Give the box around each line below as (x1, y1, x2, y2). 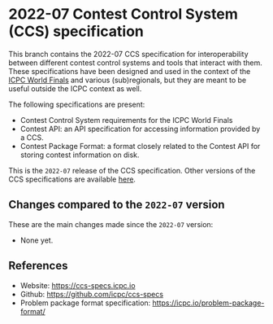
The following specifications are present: (8, 99, 145, 109)
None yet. (19, 235, 54, 245)
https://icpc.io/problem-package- (152, 298, 265, 308)
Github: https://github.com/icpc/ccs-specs (19, 289, 164, 299)
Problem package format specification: (19, 298, 151, 308)
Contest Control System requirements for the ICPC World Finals (19, 115, 233, 125)
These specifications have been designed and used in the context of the (8, 66, 251, 76)
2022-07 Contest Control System (8, 5, 238, 24)
